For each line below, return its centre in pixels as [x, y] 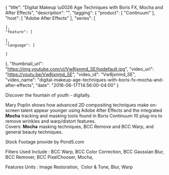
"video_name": [21, 80]
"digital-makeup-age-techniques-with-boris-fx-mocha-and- [101, 80]
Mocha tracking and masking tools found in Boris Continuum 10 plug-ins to [84, 116]
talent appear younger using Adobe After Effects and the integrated [91, 110]
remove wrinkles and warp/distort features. [51, 121]
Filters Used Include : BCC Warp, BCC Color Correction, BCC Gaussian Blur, [85, 152]
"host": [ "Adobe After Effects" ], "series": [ [50, 18]
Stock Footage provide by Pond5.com [45, 142]
